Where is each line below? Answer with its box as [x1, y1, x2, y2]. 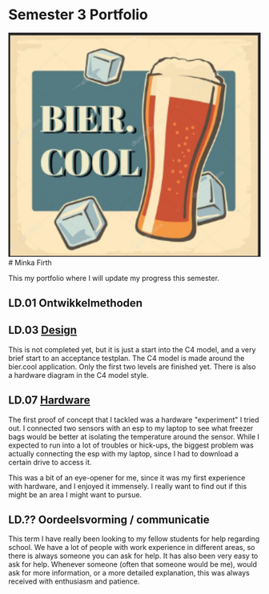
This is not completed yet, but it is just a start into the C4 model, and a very [8, 344, 256, 354]
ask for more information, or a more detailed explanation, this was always [8, 568, 250, 578]
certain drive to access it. [8, 457, 92, 467]
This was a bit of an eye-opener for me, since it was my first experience [8, 472, 246, 482]
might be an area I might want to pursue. [8, 490, 143, 500]
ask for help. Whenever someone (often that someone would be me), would [8, 560, 258, 569]
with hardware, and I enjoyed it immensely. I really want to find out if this [8, 481, 247, 491]
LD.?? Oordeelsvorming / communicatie [8, 512, 210, 526]
